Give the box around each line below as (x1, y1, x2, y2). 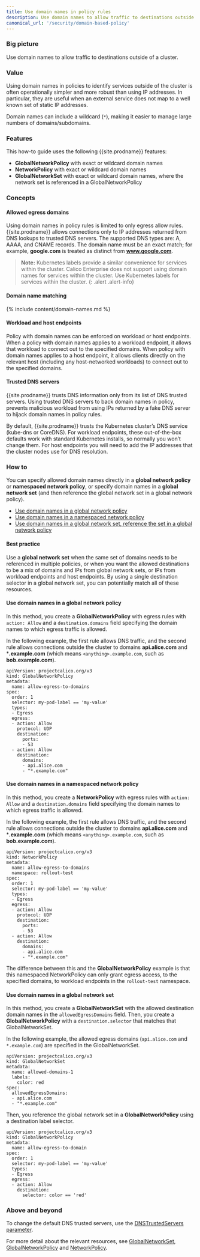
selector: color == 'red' (22, 1192, 87, 1199)
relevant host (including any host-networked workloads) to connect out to (6, 358, 189, 365)
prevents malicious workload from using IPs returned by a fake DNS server (6, 404, 190, 412)
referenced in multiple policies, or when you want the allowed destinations (6, 560, 190, 567)
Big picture (6, 40, 39, 48)
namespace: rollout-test (11, 869, 74, 876)
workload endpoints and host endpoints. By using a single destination (6, 573, 178, 580)
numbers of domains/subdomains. (6, 119, 91, 126)
